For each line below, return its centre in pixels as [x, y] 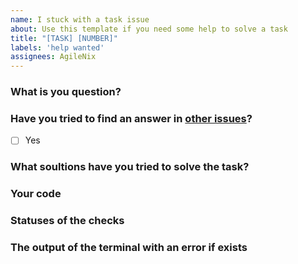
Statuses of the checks [67, 221]
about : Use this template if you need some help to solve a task [149, 29]
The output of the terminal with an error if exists [129, 248]
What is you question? [66, 92]
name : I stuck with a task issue [80, 19]
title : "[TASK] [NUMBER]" [64, 38]
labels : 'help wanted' [57, 47]
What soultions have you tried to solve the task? [130, 167]
